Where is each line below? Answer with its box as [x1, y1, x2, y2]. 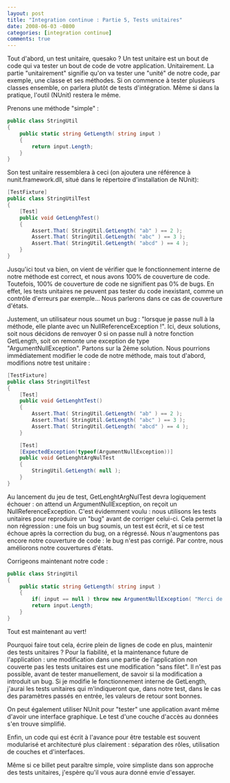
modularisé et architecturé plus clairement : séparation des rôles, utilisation [7, 740, 220, 749]
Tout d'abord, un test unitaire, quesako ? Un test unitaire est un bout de [7, 54, 209, 63]
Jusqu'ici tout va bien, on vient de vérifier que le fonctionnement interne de [7, 265, 221, 273]
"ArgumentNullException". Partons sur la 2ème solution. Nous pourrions [7, 344, 211, 352]
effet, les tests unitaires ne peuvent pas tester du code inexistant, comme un [7, 286, 224, 295]
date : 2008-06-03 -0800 [7, 23, 76, 30]
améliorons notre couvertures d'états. [7, 543, 114, 552]
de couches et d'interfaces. [7, 747, 85, 756]
